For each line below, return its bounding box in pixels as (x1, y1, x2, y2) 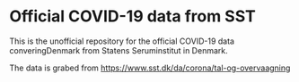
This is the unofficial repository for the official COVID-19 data (9, 36, 235, 46)
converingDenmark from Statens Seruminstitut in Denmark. (9, 45, 228, 55)
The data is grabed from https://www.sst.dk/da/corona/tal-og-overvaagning (9, 62, 291, 73)
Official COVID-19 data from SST (9, 6, 256, 27)
